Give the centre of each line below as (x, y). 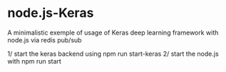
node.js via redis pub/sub (45, 40)
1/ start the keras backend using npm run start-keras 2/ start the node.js (113, 54)
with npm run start (35, 61)
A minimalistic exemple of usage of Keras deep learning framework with (113, 32)
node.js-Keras (51, 13)
